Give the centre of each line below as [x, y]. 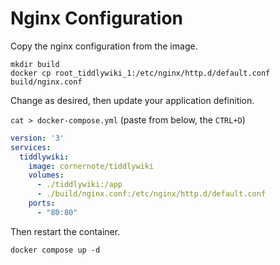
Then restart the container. [65, 231]
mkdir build [35, 64]
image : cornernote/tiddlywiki [91, 166]
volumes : [46, 175]
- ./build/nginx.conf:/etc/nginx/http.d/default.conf [151, 194]
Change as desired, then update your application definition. [132, 100]
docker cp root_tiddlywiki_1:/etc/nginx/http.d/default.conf [140, 73]
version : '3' [37, 138]
